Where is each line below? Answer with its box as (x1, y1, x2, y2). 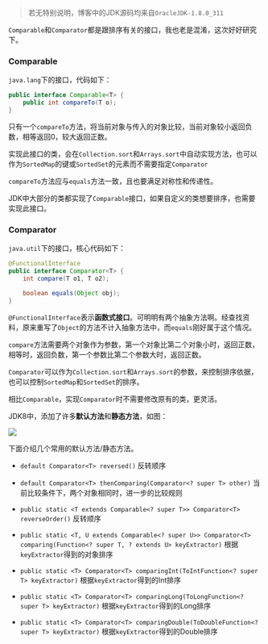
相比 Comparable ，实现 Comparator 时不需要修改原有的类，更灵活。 (8, 394, 222, 404)
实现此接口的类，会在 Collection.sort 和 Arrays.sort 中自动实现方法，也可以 (8, 148, 258, 158)
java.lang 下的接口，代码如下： (8, 75, 112, 85)
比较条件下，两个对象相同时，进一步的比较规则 (27, 487, 183, 497)
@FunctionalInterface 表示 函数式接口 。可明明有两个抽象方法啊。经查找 (8, 312, 243, 322)
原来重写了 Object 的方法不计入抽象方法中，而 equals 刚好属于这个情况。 (22, 322, 256, 332)
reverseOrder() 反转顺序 (19, 513, 101, 523)
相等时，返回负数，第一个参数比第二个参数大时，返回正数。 (8, 349, 206, 359)
